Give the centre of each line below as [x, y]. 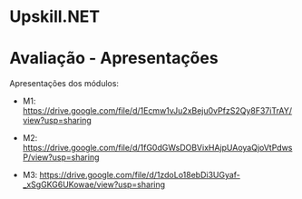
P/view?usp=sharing [61, 157]
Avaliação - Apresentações [114, 59]
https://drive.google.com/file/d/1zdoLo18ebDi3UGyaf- [140, 175]
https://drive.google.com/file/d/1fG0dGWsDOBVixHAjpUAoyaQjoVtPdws [157, 148]
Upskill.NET [55, 17]
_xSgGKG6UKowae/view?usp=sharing [94, 184]
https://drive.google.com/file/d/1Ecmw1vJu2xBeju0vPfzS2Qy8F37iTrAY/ [157, 111]
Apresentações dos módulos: [64, 84]
